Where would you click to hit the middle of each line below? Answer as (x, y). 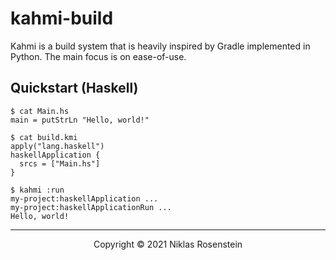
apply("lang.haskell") (57, 146)
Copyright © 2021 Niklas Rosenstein (168, 244)
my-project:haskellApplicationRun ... (91, 207)
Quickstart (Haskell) (74, 88)
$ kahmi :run (37, 190)
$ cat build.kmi (44, 137)
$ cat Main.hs (40, 111)
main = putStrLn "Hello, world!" (80, 120)
